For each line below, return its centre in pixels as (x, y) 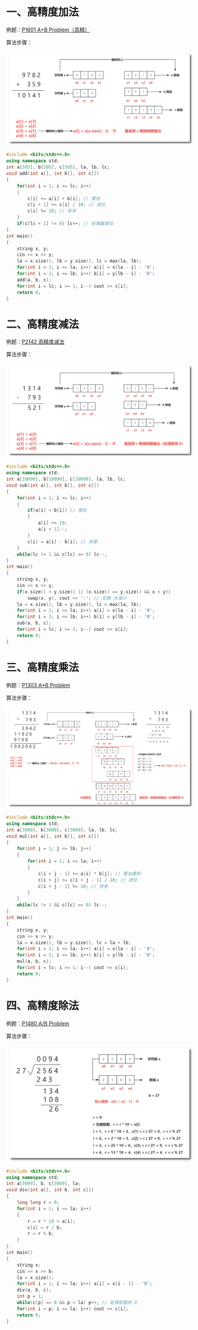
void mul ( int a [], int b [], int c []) (53, 836)
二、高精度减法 (43, 324)
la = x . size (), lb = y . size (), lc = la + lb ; (74, 942)
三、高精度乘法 (43, 667)
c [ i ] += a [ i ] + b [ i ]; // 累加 (64, 199)
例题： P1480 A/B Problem (38, 1023)
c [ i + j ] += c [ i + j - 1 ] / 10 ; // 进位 (87, 880)
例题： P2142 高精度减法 (35, 342)
